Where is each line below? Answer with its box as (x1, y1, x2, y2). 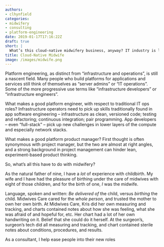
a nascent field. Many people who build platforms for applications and (5, 76, 145, 82)
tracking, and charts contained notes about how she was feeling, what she (5, 206, 155, 212)
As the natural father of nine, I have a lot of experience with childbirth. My (5, 171, 153, 177)
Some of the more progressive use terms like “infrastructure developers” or (5, 86, 157, 92)
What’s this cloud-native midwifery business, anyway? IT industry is (9, 48, 156, 53)
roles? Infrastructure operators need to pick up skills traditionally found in (5, 106, 153, 112)
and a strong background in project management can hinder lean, (5, 147, 137, 153)
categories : (5, 16, 29, 21)
